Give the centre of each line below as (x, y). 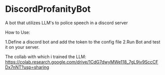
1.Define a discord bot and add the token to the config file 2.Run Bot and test (83, 42)
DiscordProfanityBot (48, 9)
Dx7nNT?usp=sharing (27, 67)
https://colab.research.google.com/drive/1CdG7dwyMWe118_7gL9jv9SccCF (82, 62)
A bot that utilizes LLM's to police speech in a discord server (66, 23)
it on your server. (22, 47)
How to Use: (18, 32)
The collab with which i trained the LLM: (46, 56)
